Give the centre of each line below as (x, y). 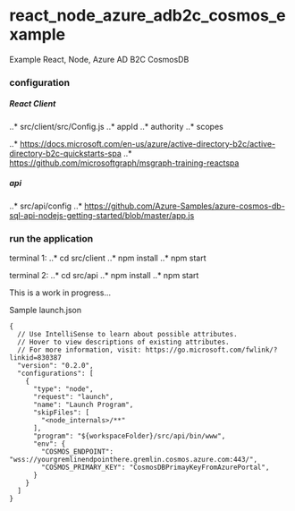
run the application (51, 238)
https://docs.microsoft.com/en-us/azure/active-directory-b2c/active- (147, 143)
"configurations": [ (55, 374)
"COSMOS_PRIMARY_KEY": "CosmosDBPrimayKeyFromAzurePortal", (156, 468)
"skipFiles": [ (61, 413)
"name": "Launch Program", (83, 405)
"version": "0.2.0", (55, 366)
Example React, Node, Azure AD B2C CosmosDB (99, 59)
